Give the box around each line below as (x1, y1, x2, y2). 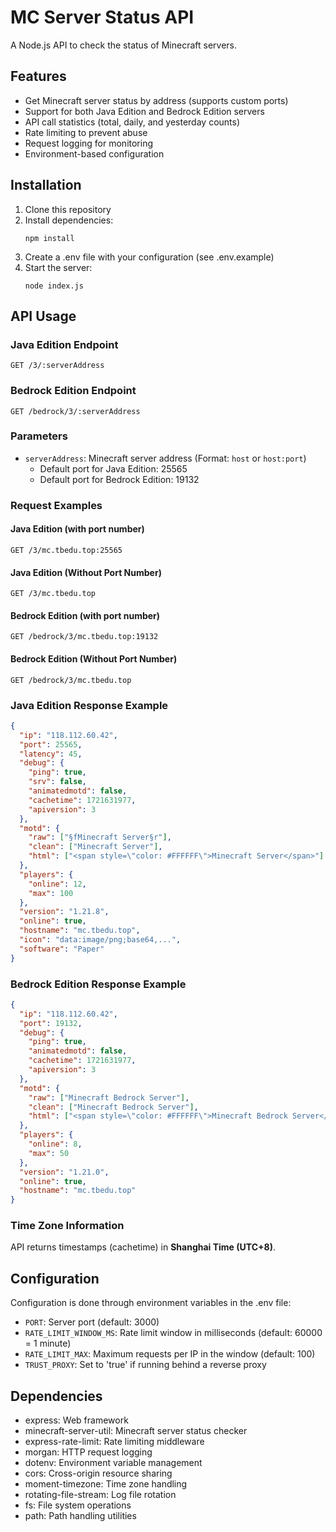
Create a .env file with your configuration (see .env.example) (24, 251, 275, 263)
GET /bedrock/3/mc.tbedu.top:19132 (10, 632, 159, 642)
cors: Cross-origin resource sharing (24, 1467, 173, 1480)
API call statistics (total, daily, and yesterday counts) (24, 116, 241, 128)
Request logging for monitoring (24, 137, 154, 149)
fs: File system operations (24, 1499, 132, 1511)
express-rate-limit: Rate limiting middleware (24, 1436, 205, 1448)
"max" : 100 (28, 888, 74, 898)
